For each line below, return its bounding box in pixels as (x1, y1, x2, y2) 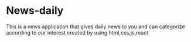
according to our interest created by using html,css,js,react (6, 29, 149, 36)
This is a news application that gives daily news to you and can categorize (6, 23, 186, 30)
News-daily (6, 4, 64, 17)
